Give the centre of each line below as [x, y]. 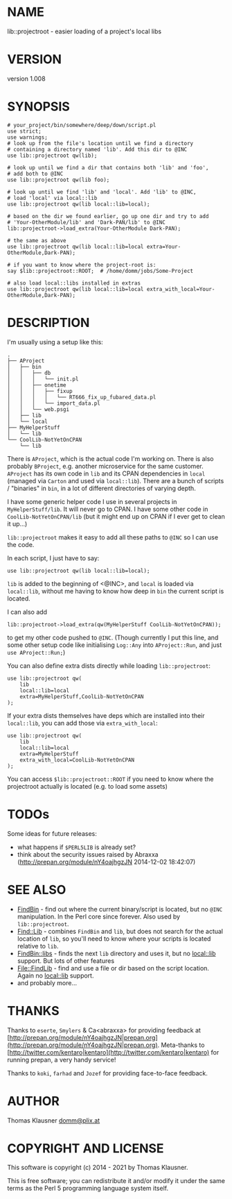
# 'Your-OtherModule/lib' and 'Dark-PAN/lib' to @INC [87, 222]
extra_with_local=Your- [181, 289]
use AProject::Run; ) [36, 652]
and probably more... [47, 982]
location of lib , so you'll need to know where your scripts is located [114, 939]
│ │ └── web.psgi [38, 409]
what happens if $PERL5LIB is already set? [77, 847]
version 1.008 [27, 78]
